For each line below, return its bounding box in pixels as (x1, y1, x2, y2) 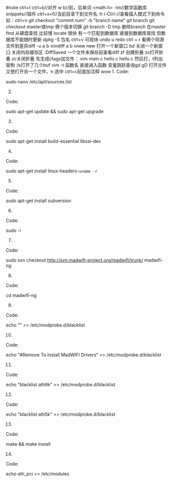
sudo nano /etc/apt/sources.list (6, 79, 72, 84)
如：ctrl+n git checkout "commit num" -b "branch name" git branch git (6, 17, 155, 23)
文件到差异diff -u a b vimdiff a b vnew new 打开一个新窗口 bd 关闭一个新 (6, 43, 159, 49)
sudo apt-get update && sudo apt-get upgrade (6, 108, 104, 114)
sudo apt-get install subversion (6, 198, 71, 204)
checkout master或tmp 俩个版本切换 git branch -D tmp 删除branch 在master (6, 24, 166, 30)
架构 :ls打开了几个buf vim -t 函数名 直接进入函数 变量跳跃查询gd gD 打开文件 (6, 62, 167, 68)
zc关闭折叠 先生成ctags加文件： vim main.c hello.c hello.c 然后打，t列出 (11, 56, 163, 61)
